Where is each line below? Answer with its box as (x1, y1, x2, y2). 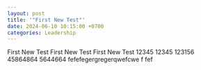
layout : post (7, 10, 45, 17)
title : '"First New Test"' (7, 16, 86, 23)
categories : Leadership (7, 29, 77, 36)
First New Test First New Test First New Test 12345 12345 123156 (7, 48, 195, 56)
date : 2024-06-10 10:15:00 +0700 (7, 23, 104, 30)
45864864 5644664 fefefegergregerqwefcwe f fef (7, 56, 153, 64)
